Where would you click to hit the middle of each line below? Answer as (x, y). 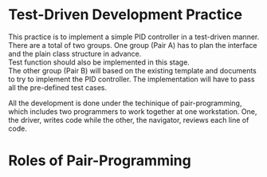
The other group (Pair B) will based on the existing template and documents (133, 70)
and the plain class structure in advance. (75, 53)
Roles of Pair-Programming (100, 161)
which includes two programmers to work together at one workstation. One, (133, 111)
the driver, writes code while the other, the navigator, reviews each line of (129, 120)
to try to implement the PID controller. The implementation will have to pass (132, 79)
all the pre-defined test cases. (58, 87)
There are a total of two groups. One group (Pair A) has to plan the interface (133, 45)
